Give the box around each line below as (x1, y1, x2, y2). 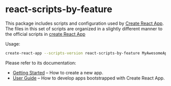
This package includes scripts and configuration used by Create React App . (5, 20, 164, 26)
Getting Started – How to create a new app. (12, 69, 103, 75)
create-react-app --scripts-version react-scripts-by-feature (5, 51, 140, 56)
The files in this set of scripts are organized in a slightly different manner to (5, 25, 163, 31)
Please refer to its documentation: (5, 60, 76, 66)
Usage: (5, 40, 20, 47)
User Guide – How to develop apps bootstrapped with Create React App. (12, 75, 165, 81)
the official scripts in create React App (5, 31, 85, 37)
